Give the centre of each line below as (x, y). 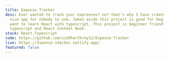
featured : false (22, 47)
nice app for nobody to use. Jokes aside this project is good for (82, 19)
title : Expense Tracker (30, 10)
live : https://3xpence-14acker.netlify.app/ (53, 43)
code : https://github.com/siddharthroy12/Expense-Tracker (67, 38)
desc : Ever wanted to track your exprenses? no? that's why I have (77, 15)
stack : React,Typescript (31, 33)
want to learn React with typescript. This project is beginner (78, 24)
